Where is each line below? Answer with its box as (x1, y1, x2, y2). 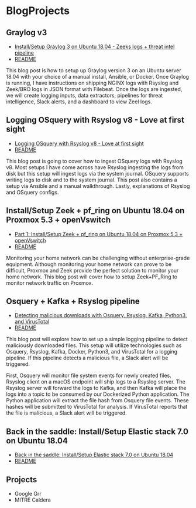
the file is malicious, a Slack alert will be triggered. (6, 409, 127, 416)
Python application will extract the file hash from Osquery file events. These (6, 397, 189, 404)
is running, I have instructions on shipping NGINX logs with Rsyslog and (6, 79, 179, 86)
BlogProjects (6, 4, 70, 18)
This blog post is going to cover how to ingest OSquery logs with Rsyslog (6, 157, 183, 164)
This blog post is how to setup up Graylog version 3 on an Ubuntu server (6, 67, 181, 74)
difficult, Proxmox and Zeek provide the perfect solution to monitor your (6, 267, 179, 274)
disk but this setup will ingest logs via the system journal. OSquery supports (6, 170, 189, 177)
